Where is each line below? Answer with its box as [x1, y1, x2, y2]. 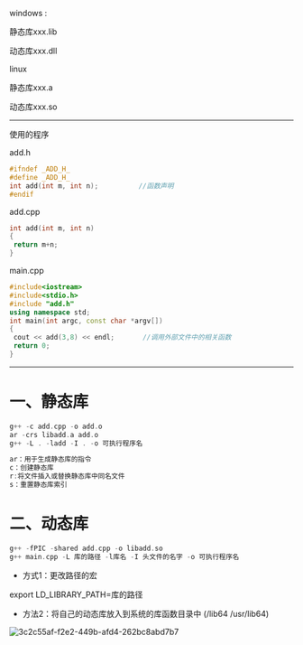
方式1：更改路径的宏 [22, 569, 97, 581]
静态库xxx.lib [9, 26, 58, 37]
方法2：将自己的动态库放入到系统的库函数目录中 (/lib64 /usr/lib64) [22, 608, 270, 619]
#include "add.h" [9, 299, 75, 308]
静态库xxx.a [9, 82, 53, 93]
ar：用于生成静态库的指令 [9, 455, 92, 464]
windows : [9, 8, 48, 18]
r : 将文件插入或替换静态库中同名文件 [9, 472, 125, 481]
